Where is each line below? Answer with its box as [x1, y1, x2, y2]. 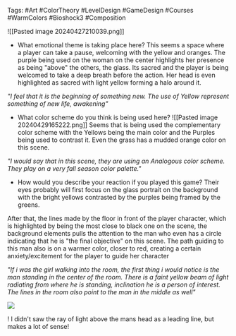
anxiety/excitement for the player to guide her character [7, 252, 170, 260]
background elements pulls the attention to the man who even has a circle [7, 229, 222, 237]
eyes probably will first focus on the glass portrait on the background [17, 186, 218, 193]
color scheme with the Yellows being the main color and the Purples [17, 128, 216, 136]
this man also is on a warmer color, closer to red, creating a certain [7, 244, 201, 253]
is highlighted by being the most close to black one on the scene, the [7, 222, 208, 230]
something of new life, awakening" [7, 100, 108, 108]
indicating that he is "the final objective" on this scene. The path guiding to [7, 236, 224, 245]
